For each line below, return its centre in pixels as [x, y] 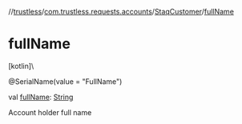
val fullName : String [41, 97]
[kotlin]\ [21, 66]
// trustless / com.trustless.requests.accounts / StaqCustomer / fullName [121, 12]
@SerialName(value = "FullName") [65, 81]
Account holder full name [50, 112]
